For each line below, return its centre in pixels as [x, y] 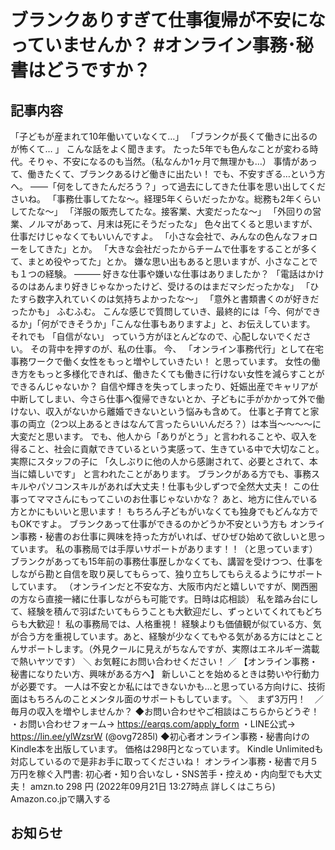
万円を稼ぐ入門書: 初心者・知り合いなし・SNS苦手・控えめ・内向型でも [157, 774]
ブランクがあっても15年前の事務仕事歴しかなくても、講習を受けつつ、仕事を [167, 561]
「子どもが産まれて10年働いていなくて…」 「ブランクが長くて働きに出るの [164, 136]
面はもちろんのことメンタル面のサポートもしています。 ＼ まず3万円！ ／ [167, 699]
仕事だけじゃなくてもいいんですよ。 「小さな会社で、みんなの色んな [151, 236]
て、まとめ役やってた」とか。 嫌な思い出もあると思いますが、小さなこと [160, 261]
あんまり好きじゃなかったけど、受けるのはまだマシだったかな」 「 [173, 286]
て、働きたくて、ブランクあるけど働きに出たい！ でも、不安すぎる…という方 [168, 174]
